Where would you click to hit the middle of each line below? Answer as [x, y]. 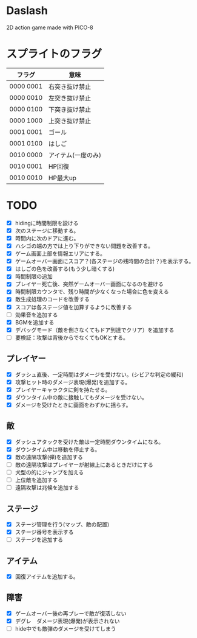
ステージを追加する [39, 540]
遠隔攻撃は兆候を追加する [47, 488]
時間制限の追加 [34, 276]
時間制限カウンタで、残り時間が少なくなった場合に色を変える [92, 292]
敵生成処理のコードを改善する [52, 300]
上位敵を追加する [36, 480]
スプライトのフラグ [54, 54]
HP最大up [62, 178]
